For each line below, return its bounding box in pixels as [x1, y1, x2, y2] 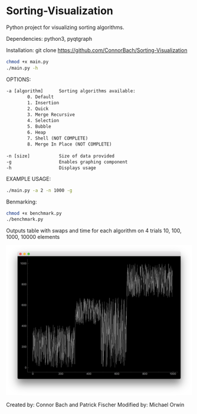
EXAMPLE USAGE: [6, 175, 51, 182]
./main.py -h [6, 65, 38, 71]
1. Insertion [27, 99, 60, 106]
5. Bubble [27, 123, 51, 130]
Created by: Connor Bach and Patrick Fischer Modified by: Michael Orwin [6, 401, 185, 408]
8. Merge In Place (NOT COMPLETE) [27, 141, 112, 147]
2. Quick [27, 105, 49, 112]
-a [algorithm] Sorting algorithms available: [6, 88, 136, 94]
